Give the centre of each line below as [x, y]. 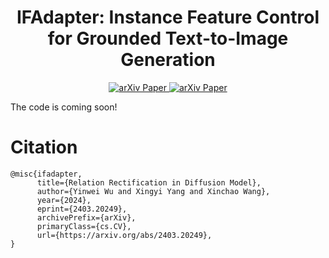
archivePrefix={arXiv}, [86, 217]
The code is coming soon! [64, 107]
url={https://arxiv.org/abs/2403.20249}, [124, 235]
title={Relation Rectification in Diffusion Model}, [149, 182]
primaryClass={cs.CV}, [84, 226]
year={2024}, [64, 200]
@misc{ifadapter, [46, 174]
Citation [44, 147]
